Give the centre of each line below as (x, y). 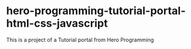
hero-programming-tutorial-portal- (96, 11)
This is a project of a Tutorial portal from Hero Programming (80, 40)
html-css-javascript (57, 23)
